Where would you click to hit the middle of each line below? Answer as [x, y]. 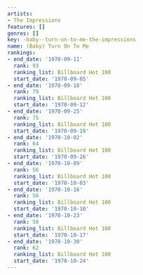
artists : [20, 14]
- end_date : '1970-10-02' [45, 137]
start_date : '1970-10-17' [52, 235]
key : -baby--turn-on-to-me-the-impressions [72, 40]
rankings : [22, 53]
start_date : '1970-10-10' [52, 209]
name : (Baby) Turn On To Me [48, 46]
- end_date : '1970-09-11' [45, 59]
